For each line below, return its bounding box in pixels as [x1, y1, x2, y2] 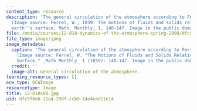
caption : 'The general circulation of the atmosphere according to [11, 47, 180, 53]
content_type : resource [6, 8, 64, 15]
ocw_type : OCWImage [6, 80, 54, 86]
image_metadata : [6, 42, 46, 48]
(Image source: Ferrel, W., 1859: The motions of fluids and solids [11, 19, 182, 25]
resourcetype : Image [6, 85, 57, 91]
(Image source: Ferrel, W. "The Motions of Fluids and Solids [16, 52, 172, 58]
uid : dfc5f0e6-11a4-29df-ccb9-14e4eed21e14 [6, 96, 114, 102]
